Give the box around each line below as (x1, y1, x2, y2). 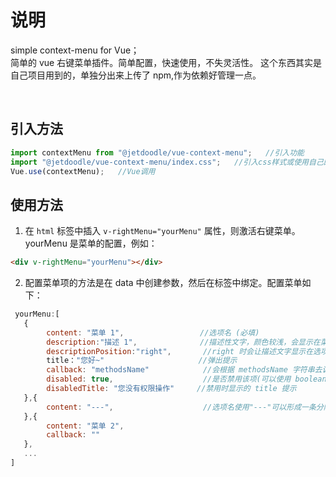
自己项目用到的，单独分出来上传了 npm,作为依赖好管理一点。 (10, 69, 262, 81)
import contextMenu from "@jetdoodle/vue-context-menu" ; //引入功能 (10, 147, 305, 158)
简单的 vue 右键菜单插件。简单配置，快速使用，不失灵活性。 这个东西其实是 (10, 56, 323, 68)
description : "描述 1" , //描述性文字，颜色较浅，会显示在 (46, 337, 321, 347)
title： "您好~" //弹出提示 (46, 356, 238, 366)
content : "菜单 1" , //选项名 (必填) (46, 327, 260, 338)
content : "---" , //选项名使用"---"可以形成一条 (46, 402, 317, 412)
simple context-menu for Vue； (10, 44, 140, 56)
